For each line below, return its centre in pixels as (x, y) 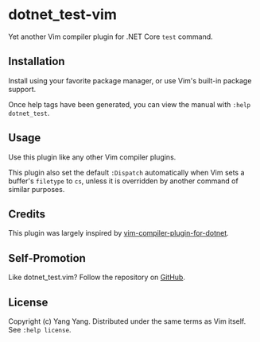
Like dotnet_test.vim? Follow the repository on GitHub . (97, 277)
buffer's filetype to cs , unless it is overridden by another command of (123, 181)
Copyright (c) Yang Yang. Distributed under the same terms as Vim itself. (127, 321)
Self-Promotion (47, 258)
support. (22, 89)
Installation (37, 61)
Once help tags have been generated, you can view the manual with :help (130, 104)
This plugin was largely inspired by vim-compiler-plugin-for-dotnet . (118, 233)
